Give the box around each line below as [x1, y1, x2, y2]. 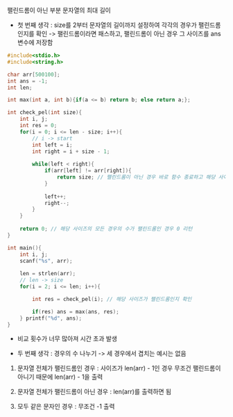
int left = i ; [32, 141, 73, 148]
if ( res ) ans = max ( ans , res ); [32, 308, 119, 315]
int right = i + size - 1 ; [32, 148, 110, 155]
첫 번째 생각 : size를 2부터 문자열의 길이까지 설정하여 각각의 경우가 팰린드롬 [17, 21, 221, 29]
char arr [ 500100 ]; [7, 71, 60, 78]
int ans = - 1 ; [7, 77, 49, 85]
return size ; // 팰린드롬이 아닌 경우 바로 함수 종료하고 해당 [56, 174, 216, 181]
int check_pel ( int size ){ [7, 109, 82, 116]
